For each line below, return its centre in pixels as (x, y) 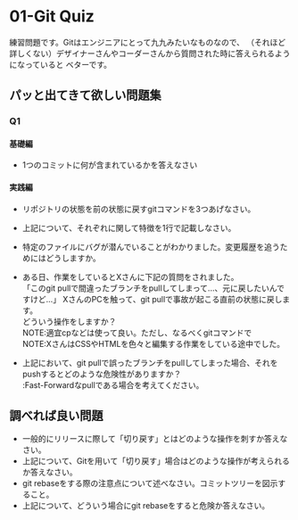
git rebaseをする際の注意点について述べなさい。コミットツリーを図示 (150, 483)
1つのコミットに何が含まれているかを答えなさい (110, 165)
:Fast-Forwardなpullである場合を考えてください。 (113, 384)
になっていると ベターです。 (60, 64)
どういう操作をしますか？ (69, 321)
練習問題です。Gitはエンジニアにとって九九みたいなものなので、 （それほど (148, 42)
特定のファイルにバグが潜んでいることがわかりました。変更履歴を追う (151, 246)
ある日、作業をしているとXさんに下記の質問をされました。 (130, 277)
